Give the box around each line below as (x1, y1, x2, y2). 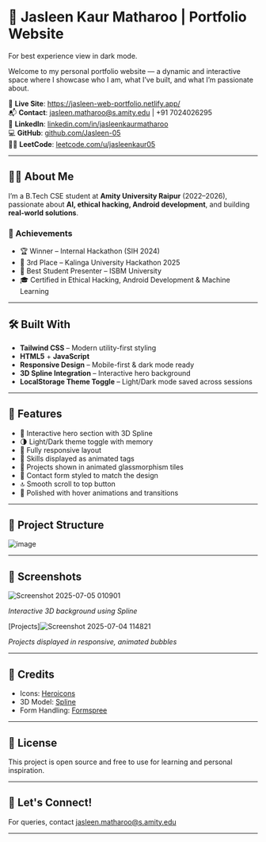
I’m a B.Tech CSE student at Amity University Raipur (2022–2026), (8, 191, 228, 200)
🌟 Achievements (8, 227, 73, 238)
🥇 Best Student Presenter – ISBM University (19, 266, 162, 276)
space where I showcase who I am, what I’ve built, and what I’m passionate (8, 75, 253, 84)
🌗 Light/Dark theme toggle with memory (19, 437, 154, 446)
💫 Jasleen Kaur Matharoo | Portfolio (8, 8, 247, 26)
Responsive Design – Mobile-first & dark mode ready (19, 360, 195, 369)
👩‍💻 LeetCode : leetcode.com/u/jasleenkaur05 (8, 139, 156, 149)
